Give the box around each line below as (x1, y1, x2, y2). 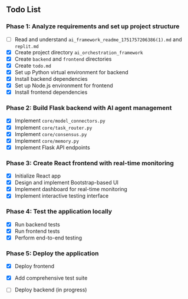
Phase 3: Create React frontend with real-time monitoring (6, 159, 174, 167)
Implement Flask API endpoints (14, 144, 90, 151)
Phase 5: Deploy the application (6, 249, 99, 257)
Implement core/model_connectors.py (14, 117, 105, 124)
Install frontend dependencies (14, 88, 88, 96)
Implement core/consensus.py (14, 130, 87, 137)
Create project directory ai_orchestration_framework (14, 48, 143, 55)
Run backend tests (14, 221, 60, 228)
